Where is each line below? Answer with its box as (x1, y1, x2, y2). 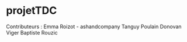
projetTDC (6, 4, 57, 17)
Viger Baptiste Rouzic (6, 29, 58, 36)
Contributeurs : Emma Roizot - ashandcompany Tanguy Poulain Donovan (6, 23, 182, 30)
